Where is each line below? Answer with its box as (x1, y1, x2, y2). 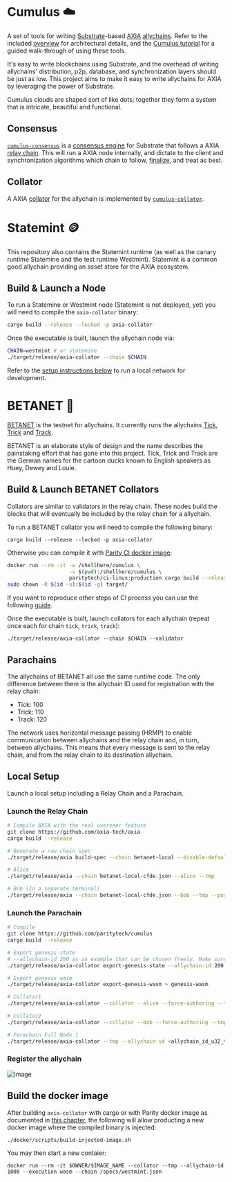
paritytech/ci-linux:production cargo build (68, 575, 199, 582)
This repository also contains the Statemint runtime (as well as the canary (7, 247, 216, 256)
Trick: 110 (17, 708, 44, 716)
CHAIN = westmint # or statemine (7, 348, 97, 355)
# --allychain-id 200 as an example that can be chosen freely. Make (7, 956, 212, 962)
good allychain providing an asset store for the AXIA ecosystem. (7, 262, 190, 271)
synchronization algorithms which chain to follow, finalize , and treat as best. (7, 156, 223, 164)
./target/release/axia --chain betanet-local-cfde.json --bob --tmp (7, 892, 209, 899)
